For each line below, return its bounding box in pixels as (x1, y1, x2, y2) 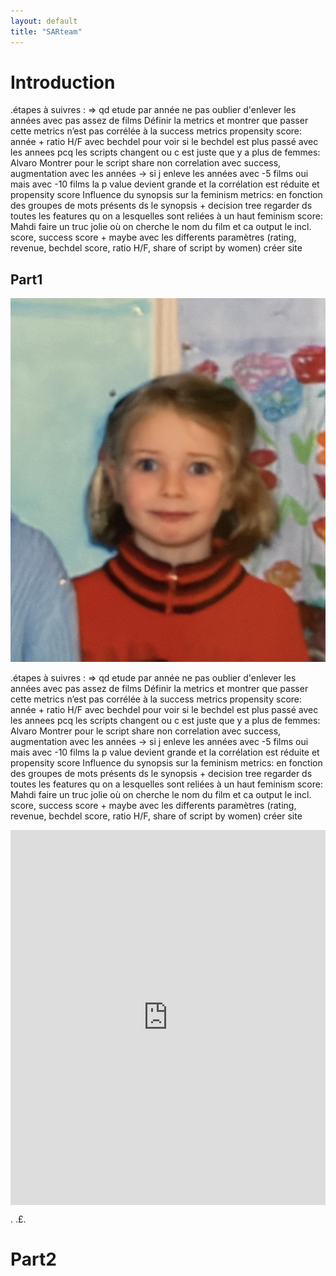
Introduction (10, 71, 116, 94)
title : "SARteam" (10, 26, 83, 37)
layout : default (10, 16, 78, 26)
